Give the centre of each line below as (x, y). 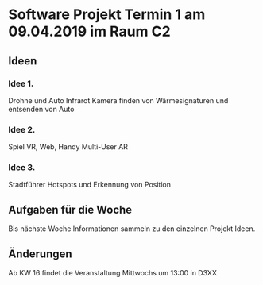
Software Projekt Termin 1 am (107, 15)
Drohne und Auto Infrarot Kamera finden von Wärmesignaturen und (118, 100)
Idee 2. (22, 129)
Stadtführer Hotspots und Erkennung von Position (90, 185)
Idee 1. (21, 83)
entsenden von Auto (41, 109)
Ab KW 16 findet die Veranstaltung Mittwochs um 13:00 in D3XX (112, 273)
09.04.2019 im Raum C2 (89, 31)
